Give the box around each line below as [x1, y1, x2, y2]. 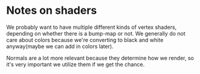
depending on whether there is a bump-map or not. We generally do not [6, 29, 185, 37]
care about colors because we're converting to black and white [6, 36, 164, 43]
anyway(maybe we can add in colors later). [6, 43, 114, 50]
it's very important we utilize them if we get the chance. [6, 61, 145, 68]
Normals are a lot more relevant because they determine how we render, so [6, 54, 195, 61]
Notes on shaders [6, 4, 97, 17]
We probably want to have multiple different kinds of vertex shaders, [6, 23, 177, 31]
